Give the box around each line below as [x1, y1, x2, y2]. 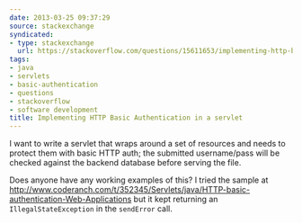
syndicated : [9, 30, 54, 39]
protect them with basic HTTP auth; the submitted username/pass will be [9, 147, 280, 158]
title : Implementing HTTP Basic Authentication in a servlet [9, 113, 244, 122]
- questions [9, 88, 54, 97]
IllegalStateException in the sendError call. [9, 203, 173, 214]
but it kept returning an [133, 194, 218, 205]
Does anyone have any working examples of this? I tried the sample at [9, 174, 269, 185]
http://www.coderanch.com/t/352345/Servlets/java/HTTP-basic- [9, 184, 250, 195]
